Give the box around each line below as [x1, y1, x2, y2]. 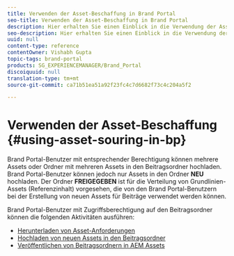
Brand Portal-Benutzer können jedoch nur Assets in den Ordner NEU [7, 170, 204, 178]
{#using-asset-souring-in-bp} [7, 132, 187, 148]
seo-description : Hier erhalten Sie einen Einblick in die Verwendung [7, 29, 217, 37]
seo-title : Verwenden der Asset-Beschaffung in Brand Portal [7, 17, 189, 24]
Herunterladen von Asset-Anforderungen [17, 227, 136, 235]
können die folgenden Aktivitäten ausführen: [7, 213, 134, 221]
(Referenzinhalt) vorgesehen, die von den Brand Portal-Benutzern [28, 185, 217, 193]
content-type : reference [7, 42, 79, 49]
